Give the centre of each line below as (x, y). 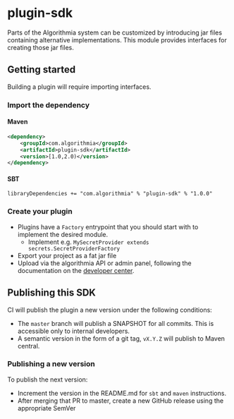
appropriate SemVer (47, 408)
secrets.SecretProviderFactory (74, 248)
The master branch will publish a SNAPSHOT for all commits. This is (116, 323)
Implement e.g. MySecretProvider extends (88, 242)
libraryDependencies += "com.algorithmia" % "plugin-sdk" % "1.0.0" (110, 194)
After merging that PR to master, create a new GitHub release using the (121, 401)
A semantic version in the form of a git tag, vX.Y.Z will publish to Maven (121, 338)
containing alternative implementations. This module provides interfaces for (117, 40)
